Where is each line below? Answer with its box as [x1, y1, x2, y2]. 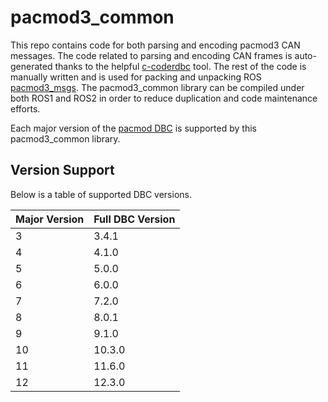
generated [10, 60, 53, 72]
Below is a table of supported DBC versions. [10, 188, 192, 200]
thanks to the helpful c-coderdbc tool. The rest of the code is [54, 60, 307, 72]
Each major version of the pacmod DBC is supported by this [10, 122, 257, 134]
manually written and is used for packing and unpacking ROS [10, 71, 262, 83]
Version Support [10, 162, 115, 179]
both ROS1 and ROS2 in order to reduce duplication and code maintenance [10, 92, 318, 104]
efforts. [10, 102, 41, 115]
